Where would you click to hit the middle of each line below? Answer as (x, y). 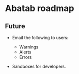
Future (15, 26)
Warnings (29, 47)
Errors (25, 57)
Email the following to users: (40, 37)
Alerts (25, 52)
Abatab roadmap (39, 8)
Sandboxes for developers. (39, 66)
